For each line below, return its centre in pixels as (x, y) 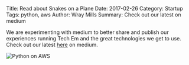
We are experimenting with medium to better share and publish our (88, 32)
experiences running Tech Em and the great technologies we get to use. (94, 38)
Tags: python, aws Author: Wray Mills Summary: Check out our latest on (94, 15)
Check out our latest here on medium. (52, 45)
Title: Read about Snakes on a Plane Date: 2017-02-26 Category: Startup (94, 8)
